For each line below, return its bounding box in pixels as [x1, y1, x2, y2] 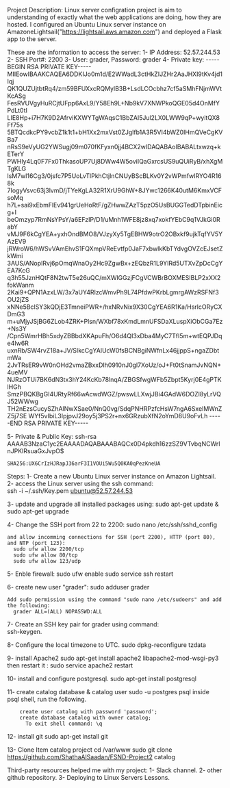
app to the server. [7, 35, 57, 43]
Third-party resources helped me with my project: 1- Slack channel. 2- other [7, 766, 222, 774]
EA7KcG [7, 266, 31, 275]
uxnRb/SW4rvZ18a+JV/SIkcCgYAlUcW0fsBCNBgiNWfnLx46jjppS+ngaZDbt [7, 346, 220, 355]
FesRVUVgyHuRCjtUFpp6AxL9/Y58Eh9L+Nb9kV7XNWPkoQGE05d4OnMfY [7, 99, 220, 107]
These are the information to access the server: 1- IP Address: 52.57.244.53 [7, 48, 220, 56]
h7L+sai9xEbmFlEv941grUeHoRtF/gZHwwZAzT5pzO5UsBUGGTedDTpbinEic [7, 201, 223, 209]
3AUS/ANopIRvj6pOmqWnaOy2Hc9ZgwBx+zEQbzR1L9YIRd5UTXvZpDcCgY [7, 259, 223, 267]
